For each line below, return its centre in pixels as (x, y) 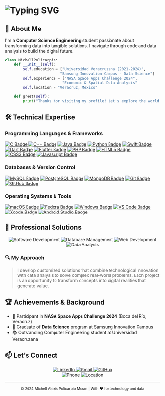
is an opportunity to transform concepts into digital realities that (82, 281)
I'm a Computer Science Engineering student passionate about (69, 40)
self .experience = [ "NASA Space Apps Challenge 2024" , (80, 78)
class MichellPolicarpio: (31, 60)
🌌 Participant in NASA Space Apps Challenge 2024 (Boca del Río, (79, 316)
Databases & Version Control (40, 167)
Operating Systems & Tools (38, 196)
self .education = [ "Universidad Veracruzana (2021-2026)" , (84, 69)
